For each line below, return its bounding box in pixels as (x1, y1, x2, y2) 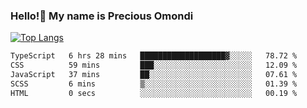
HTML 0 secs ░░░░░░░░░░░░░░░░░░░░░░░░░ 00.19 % (10, 88, 298, 98)
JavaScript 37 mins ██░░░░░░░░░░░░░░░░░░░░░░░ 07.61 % (10, 70, 298, 80)
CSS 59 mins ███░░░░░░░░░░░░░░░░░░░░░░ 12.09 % (10, 60, 298, 71)
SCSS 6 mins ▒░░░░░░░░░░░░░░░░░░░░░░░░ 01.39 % (10, 79, 298, 89)
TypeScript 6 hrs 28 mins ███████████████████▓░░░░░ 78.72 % (10, 51, 298, 61)
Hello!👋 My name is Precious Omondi (10, 9, 194, 23)
